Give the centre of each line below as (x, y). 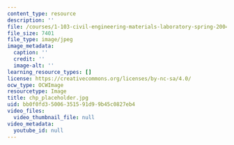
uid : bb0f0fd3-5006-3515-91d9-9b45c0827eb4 (71, 105)
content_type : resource (42, 14)
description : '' (31, 20)
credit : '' (29, 59)
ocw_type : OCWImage (36, 85)
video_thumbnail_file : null (54, 117)
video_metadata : (31, 124)
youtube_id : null (39, 130)
